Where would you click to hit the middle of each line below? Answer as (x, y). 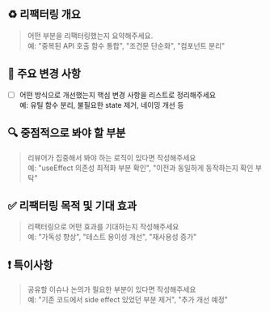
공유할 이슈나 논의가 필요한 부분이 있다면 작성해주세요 (112, 289)
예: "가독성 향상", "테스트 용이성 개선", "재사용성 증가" (112, 237)
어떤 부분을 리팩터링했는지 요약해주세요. (90, 36)
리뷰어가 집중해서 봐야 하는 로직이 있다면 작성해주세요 (112, 157)
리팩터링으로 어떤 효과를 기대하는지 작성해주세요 (103, 227)
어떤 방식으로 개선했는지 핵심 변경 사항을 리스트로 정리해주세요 (117, 95)
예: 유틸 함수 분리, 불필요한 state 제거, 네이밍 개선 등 (101, 105)
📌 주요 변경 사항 (44, 74)
